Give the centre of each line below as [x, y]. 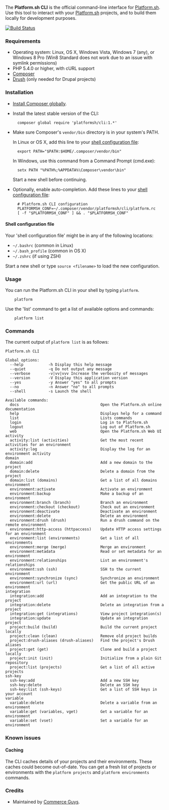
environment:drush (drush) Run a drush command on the [85, 521]
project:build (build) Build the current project [83, 627]
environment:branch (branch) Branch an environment [79, 503]
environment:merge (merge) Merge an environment [78, 547]
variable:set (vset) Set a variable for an [79, 721]
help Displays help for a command [86, 414]
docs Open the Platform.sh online [86, 405]
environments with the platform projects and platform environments [77, 772]
